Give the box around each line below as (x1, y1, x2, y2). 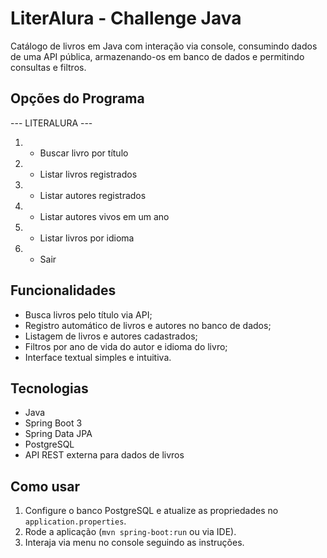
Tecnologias (10, 380, 89, 397)
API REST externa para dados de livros (24, 449, 185, 461)
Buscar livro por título (39, 147, 129, 159)
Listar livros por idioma (39, 232, 135, 244)
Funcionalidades (10, 282, 117, 299)
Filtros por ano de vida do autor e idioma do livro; (24, 340, 228, 352)
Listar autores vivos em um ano (39, 210, 170, 222)
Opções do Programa (10, 90, 145, 107)
